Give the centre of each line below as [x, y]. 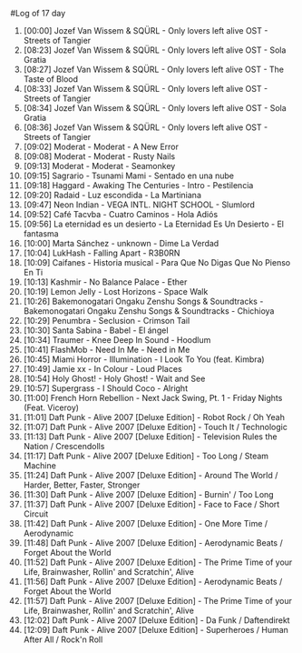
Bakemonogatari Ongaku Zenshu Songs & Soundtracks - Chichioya [149, 311]
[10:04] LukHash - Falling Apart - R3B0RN [102, 253]
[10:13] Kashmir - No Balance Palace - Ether [105, 282]
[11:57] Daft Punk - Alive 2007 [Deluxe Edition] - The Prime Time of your [158, 601]
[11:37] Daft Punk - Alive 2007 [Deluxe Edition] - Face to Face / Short [151, 504]
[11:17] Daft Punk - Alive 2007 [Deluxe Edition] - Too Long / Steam [146, 456]
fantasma [41, 234]
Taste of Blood [51, 79]
